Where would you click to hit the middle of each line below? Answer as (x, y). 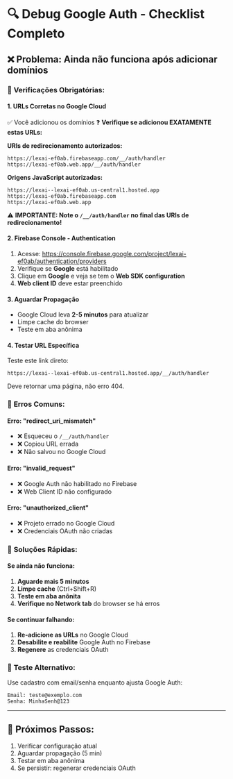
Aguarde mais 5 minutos (53, 581)
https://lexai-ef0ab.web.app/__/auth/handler (74, 165)
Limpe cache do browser (53, 322)
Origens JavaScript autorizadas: (55, 177)
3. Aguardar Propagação (43, 299)
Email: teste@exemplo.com (44, 696)
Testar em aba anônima (51, 761)
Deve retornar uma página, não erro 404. (66, 386)
